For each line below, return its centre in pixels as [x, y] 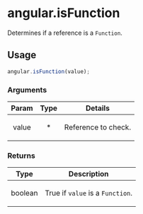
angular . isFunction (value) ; [49, 71]
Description [88, 174]
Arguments [27, 90]
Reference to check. [98, 127]
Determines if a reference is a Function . [65, 33]
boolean [24, 193]
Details [97, 108]
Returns [21, 156]
